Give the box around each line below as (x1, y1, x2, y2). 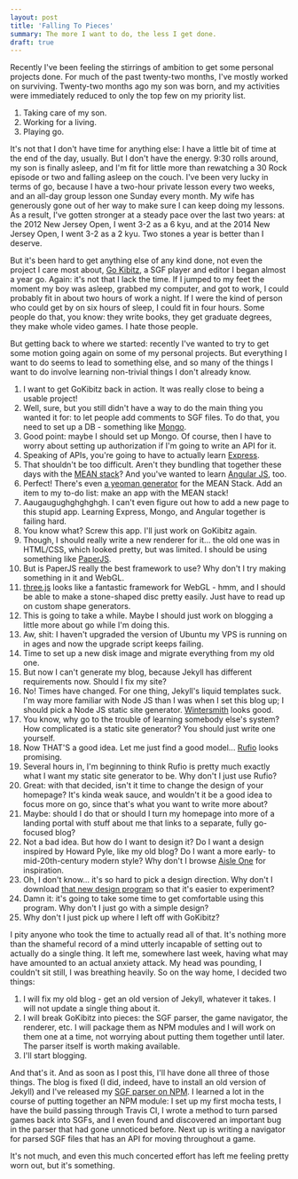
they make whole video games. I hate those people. (10, 321, 199, 332)
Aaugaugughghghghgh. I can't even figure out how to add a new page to (22, 497, 289, 508)
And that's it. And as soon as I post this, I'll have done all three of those (10, 1067, 270, 1079)
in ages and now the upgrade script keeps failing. (22, 638, 204, 649)
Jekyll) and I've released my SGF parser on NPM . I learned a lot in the (10, 1087, 264, 1097)
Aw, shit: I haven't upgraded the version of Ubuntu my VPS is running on (22, 629, 287, 640)
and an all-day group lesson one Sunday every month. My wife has (10, 191, 255, 202)
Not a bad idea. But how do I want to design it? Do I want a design (22, 836, 264, 848)
